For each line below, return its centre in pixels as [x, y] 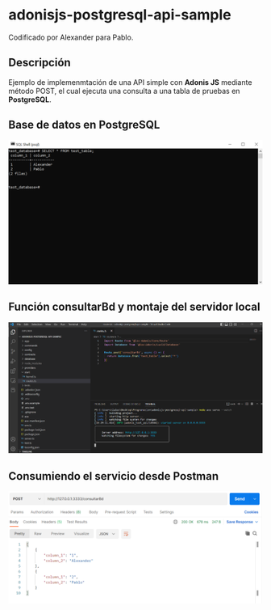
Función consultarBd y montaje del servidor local [134, 307]
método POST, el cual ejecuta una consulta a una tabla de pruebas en [124, 91]
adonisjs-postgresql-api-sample [120, 15]
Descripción [40, 63]
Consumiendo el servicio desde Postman [114, 476]
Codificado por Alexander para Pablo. [71, 37]
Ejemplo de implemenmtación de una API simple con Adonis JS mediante [130, 82]
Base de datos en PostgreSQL [84, 125]
